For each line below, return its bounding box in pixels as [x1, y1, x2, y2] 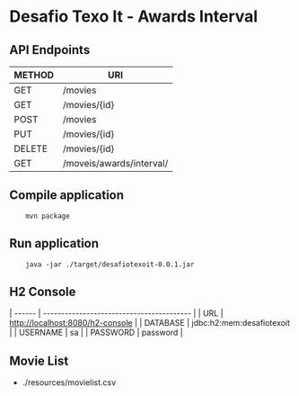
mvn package [25, 211, 70, 220]
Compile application [9, 187, 124, 203]
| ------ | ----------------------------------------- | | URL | [9, 308, 224, 319]
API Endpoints [9, 42, 91, 58]
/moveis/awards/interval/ [62, 157, 169, 169]
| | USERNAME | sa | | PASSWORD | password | [9, 327, 184, 338]
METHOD [13, 69, 55, 81]
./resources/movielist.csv [22, 377, 117, 388]
